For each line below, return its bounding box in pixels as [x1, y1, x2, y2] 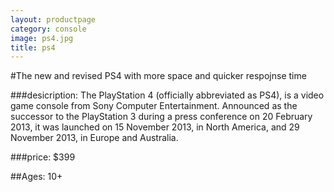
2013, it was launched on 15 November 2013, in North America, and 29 [10, 121, 300, 133]
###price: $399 [10, 151, 76, 163]
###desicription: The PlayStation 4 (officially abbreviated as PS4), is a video [10, 89, 325, 101]
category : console [10, 24, 87, 34]
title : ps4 [10, 42, 56, 53]
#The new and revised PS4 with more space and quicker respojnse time [10, 70, 307, 82]
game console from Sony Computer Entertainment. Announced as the [10, 100, 298, 112]
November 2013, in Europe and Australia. [10, 132, 179, 144]
